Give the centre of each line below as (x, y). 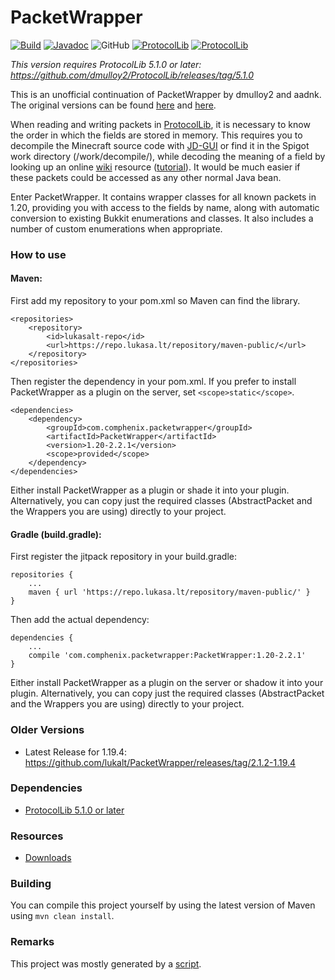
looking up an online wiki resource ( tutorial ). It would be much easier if (155, 167)
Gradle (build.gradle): (56, 534)
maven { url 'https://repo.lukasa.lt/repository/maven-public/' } (169, 592)
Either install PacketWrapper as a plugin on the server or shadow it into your (167, 683)
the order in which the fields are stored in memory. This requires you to (156, 135)
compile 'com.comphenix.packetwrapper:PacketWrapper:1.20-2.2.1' (167, 656)
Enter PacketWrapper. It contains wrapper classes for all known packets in (163, 197)
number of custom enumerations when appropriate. (116, 228)
